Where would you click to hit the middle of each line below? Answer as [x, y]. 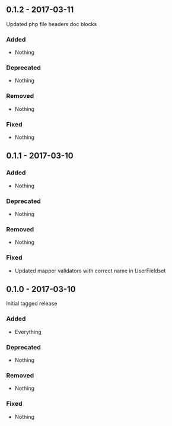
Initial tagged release [32, 303]
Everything [28, 332]
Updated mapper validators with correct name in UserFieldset [90, 271]
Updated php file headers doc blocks [52, 24]
